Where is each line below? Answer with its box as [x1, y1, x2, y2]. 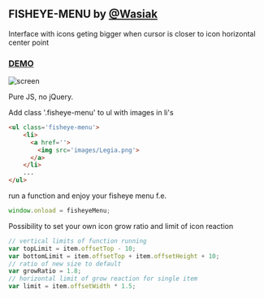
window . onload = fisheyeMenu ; [8, 207, 111, 215]
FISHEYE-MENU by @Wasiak [8, 7, 158, 21]
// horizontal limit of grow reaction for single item [8, 274, 198, 283]
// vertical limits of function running [8, 236, 148, 245]
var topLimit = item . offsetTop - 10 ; [8, 244, 136, 253]
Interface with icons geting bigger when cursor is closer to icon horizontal [8, 28, 256, 38]
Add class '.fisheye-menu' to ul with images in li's [8, 108, 174, 118]
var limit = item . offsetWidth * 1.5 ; [8, 283, 136, 291]
